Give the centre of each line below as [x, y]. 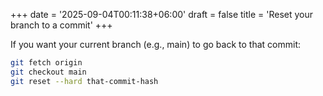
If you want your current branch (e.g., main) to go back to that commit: [155, 44]
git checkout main [48, 72]
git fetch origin [46, 63]
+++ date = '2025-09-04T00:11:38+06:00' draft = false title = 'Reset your [162, 14]
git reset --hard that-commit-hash [84, 81]
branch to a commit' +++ [61, 25]
